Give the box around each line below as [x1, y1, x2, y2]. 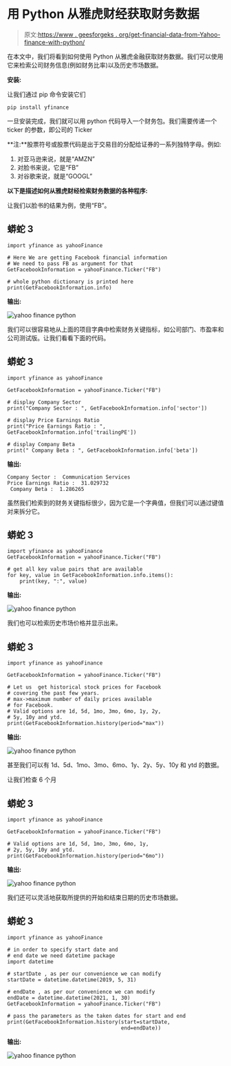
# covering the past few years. [7, 690, 100, 697]
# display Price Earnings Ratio [7, 417, 100, 424]
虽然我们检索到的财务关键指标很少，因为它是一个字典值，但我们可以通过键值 [7, 499, 224, 507]
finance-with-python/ [23, 38, 85, 46]
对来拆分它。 [7, 507, 43, 515]
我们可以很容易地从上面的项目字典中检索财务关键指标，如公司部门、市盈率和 [7, 325, 224, 333]
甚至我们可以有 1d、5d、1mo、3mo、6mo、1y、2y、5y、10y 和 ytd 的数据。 [7, 761, 223, 769]
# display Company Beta [7, 441, 76, 448]
